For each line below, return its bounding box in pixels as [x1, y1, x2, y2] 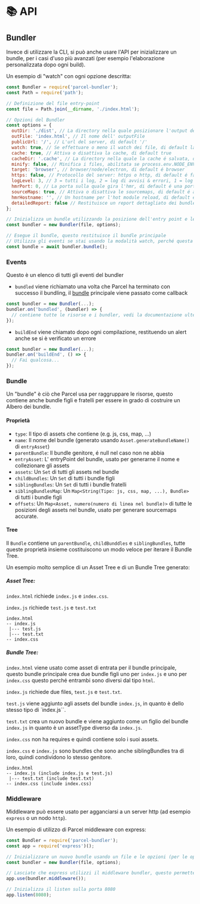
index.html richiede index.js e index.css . [6, 592, 109, 600]
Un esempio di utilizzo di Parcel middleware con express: [6, 826, 146, 833]
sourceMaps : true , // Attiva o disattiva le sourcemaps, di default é [11, 189, 190, 195]
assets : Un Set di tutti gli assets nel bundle [14, 468, 119, 475]
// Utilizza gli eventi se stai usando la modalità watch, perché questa [6, 238, 193, 244]
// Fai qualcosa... [11, 357, 60, 363]
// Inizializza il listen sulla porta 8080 [6, 887, 116, 893]
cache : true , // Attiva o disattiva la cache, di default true [11, 150, 171, 156]
